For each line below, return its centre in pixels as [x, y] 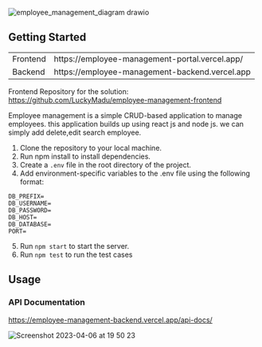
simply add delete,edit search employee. [75, 132]
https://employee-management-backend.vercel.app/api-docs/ [110, 320]
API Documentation [47, 302]
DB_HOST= [23, 217]
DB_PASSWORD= [30, 210]
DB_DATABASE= [30, 224]
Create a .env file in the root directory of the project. [106, 164]
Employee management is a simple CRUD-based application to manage [125, 115]
